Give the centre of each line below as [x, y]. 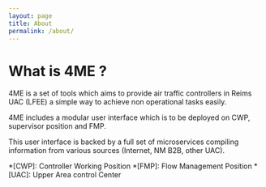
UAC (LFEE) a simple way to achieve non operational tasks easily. [118, 102]
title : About [30, 23]
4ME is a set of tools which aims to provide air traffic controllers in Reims [130, 93]
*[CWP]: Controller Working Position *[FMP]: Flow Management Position [131, 166]
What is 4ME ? [58, 71]
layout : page [30, 16]
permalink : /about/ [41, 31]
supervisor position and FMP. [58, 126]
